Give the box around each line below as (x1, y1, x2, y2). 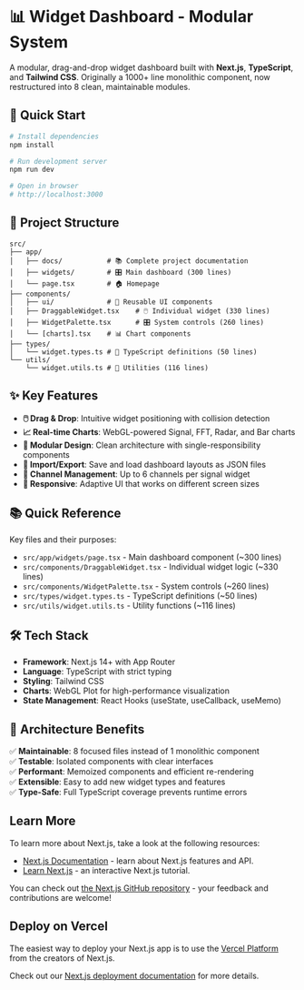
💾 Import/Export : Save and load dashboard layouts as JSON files (22, 459, 266, 470)
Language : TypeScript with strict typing (22, 666, 172, 677)
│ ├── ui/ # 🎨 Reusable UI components (9, 297, 213, 307)
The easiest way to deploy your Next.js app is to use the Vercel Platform (9, 943, 279, 954)
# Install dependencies (9, 132, 100, 141)
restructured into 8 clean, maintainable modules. (9, 81, 191, 92)
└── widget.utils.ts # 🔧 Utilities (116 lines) (25, 363, 209, 372)
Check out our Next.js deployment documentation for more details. (9, 970, 260, 981)
